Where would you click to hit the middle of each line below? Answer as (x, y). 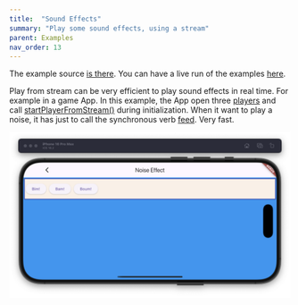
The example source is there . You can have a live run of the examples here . (148, 74)
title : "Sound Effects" (55, 19)
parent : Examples (41, 38)
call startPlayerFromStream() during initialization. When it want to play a (141, 110)
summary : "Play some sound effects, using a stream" (109, 28)
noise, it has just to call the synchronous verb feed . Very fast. (122, 120)
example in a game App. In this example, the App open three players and (143, 101)
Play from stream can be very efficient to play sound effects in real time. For (149, 91)
